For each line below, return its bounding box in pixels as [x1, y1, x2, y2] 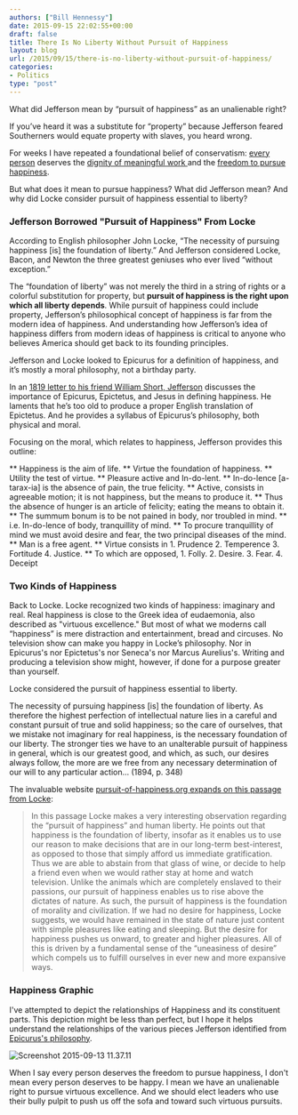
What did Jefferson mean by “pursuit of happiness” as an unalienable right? [9, 103, 287, 114]
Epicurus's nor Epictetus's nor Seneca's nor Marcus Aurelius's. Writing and [9, 647, 285, 658]
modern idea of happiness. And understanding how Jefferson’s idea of [9, 318, 269, 329]
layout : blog [9, 46, 58, 55]
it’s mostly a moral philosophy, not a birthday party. [9, 364, 197, 374]
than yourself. [9, 666, 60, 677]
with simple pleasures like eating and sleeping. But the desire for [30, 924, 269, 935]
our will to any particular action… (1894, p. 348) [9, 766, 183, 778]
